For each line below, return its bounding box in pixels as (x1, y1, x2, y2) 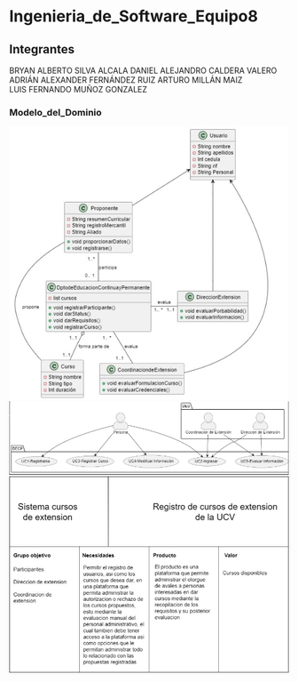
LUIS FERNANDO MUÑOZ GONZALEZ (9, 84, 148, 94)
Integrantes (9, 42, 75, 57)
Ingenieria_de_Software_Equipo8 (9, 6, 259, 27)
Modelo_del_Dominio (9, 106, 102, 118)
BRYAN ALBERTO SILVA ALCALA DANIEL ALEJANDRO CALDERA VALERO (9, 65, 278, 76)
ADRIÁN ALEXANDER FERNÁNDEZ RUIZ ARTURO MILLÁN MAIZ (9, 75, 243, 85)
